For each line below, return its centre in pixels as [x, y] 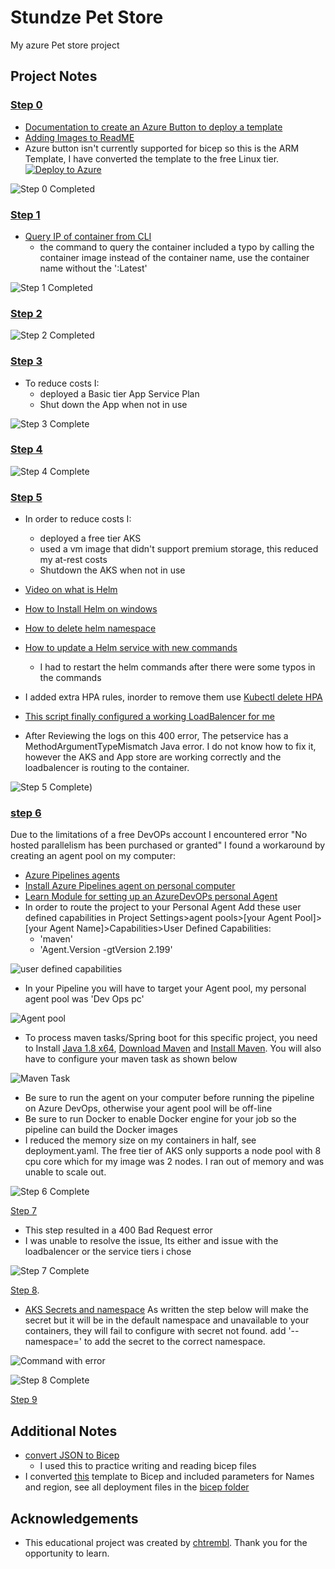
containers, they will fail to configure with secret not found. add [155, 1331]
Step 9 [24, 1400]
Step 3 [26, 361]
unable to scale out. [65, 1172]
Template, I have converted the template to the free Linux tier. [152, 158]
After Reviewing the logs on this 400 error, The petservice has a [156, 736]
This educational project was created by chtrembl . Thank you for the [166, 1543]
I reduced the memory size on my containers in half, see [140, 1140]
